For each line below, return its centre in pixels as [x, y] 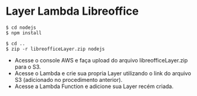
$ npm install [24, 33]
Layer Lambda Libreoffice [72, 11]
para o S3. [28, 67]
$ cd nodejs [21, 28]
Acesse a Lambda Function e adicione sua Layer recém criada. [94, 86]
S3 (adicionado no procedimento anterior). [68, 79]
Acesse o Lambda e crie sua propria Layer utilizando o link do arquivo [103, 73]
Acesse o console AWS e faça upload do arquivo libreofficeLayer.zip [101, 60]
